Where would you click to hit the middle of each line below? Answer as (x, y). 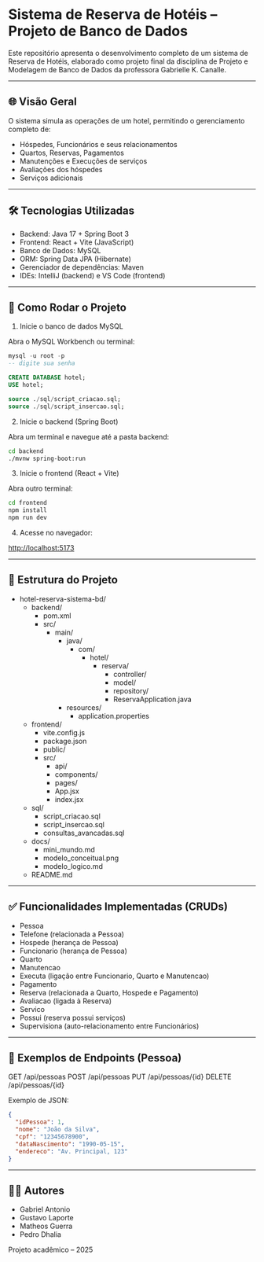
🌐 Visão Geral (42, 102)
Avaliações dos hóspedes (61, 169)
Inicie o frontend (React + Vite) (69, 473)
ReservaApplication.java (152, 699)
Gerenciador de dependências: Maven (81, 267)
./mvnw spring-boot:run (47, 458)
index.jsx (69, 799)
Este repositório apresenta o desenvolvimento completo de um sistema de (128, 53)
